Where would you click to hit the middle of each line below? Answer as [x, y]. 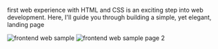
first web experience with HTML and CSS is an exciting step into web [105, 10]
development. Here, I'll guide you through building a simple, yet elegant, [109, 17]
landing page [26, 24]
